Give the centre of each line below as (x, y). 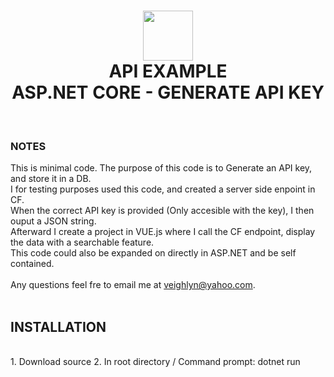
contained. (32, 264)
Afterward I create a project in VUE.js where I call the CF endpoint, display (163, 232)
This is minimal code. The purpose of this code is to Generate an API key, (161, 168)
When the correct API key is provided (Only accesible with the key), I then (162, 211)
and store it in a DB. (51, 179)
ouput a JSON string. (53, 221)
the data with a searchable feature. (82, 242)
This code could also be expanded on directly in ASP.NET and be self (153, 253)
